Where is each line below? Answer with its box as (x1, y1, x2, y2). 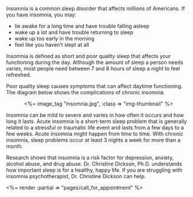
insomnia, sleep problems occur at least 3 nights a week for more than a (6, 137, 181, 143)
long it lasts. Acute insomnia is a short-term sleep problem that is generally (6, 118, 187, 125)
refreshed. (6, 72, 32, 78)
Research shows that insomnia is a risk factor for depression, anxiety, (6, 154, 174, 161)
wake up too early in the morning (14, 35, 95, 42)
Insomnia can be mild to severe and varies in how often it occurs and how (6, 111, 184, 118)
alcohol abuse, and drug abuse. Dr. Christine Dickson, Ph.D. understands (6, 161, 182, 167)
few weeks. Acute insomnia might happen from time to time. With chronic (6, 130, 184, 137)
